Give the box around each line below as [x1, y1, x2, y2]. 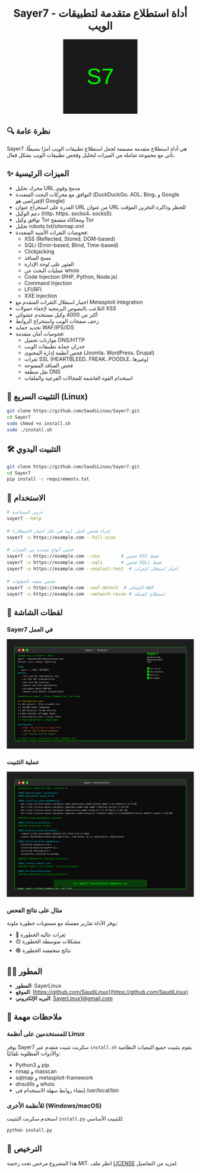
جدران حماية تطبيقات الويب [24, 343, 85, 350]
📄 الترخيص [7, 1144, 42, 1154]
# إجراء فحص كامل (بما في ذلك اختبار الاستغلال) [7, 528, 110, 534]
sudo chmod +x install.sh [7, 421, 71, 427]
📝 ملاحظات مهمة [7, 1012, 62, 1022]
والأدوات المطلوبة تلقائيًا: [7, 1050, 61, 1057]
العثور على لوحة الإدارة [24, 260, 74, 267]
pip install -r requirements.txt [7, 476, 90, 483]
